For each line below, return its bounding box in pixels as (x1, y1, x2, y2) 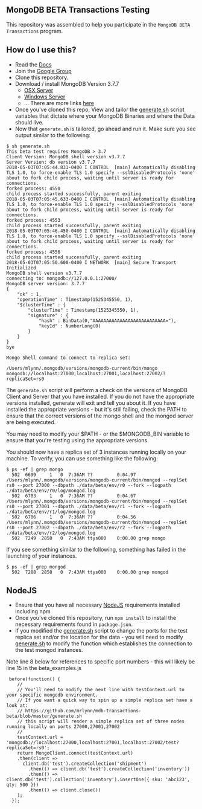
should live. (14, 118, 44, 126)
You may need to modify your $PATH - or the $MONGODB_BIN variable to (6, 430, 190, 437)
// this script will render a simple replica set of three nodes (17, 718, 185, 724)
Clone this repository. (14, 74, 69, 81)
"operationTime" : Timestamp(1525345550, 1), (17, 296, 134, 303)
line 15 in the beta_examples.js (6, 665, 82, 672)
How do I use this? (6, 45, 77, 55)
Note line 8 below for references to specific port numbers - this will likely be (6, 658, 195, 665)
